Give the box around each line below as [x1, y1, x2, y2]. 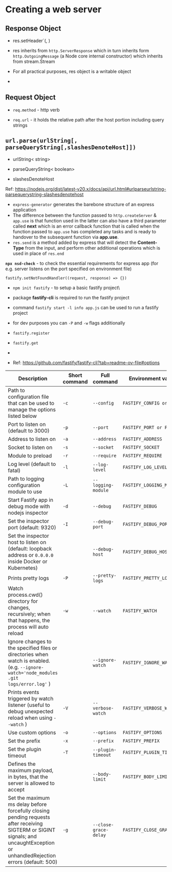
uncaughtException [8, 839, 55, 846]
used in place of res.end [12, 250, 64, 256]
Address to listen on [8, 435, 56, 442]
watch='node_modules [8, 670, 58, 676]
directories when [8, 651, 49, 658]
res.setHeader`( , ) [12, 37, 50, 44]
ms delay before [8, 801, 47, 808]
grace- [93, 827, 109, 833]
